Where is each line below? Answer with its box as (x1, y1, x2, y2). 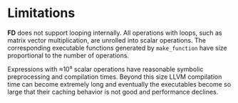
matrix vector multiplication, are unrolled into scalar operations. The (7, 36, 207, 44)
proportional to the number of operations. (7, 51, 130, 60)
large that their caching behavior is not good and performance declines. (7, 87, 219, 96)
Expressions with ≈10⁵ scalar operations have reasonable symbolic (7, 65, 204, 73)
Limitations (7, 5, 76, 21)
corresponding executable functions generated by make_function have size (7, 43, 228, 52)
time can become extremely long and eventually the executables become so (7, 80, 232, 88)
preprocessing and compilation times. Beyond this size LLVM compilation (7, 72, 222, 81)
